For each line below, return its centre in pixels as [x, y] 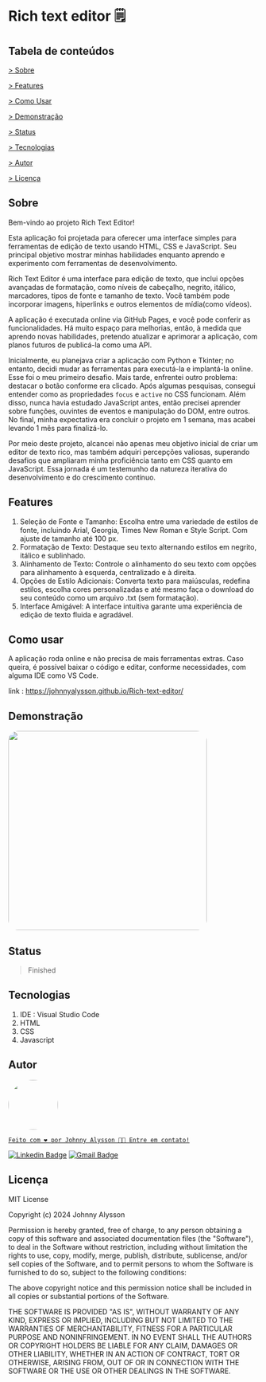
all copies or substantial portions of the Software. [89, 1296]
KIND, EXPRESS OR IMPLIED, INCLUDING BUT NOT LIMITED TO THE [121, 1320]
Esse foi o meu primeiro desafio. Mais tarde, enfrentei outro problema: [123, 377]
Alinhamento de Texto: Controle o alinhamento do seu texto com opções [138, 564]
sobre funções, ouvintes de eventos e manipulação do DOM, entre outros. [129, 411]
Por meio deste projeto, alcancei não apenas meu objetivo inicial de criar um [133, 443]
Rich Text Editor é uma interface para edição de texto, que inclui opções [126, 278]
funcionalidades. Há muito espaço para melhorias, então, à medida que [125, 327]
